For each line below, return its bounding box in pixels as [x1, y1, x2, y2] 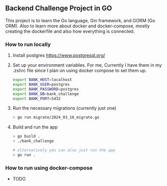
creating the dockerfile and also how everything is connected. [5, 28, 135, 34]
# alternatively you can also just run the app [12, 148, 115, 153]
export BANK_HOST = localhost [12, 77, 72, 82]
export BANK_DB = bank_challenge [12, 91, 79, 97]
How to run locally [5, 40, 51, 48]
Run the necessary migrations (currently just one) [12, 105, 117, 111]
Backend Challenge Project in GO [5, 4, 112, 13]
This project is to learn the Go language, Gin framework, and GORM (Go [5, 17, 156, 23]
